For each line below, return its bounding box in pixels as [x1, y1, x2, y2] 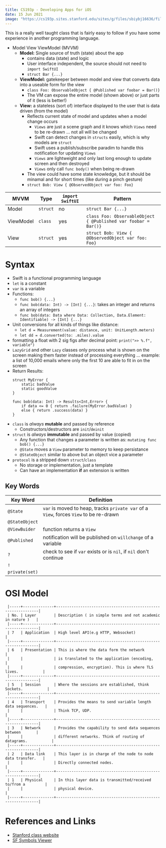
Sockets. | [5, 687, 50, 691]
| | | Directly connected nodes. [7, 760, 114, 765]
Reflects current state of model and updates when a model [27, 113, 147, 119]
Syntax [5, 259, 35, 270]
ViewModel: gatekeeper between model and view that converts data [19, 76, 160, 82]
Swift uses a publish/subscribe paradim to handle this [34, 145, 144, 151]
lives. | [5, 669, 45, 674]
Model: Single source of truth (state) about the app [19, 50, 124, 56]
